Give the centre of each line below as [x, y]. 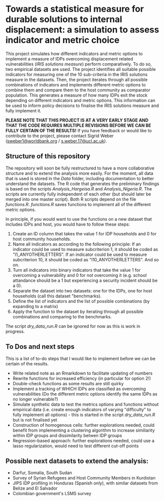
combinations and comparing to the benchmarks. [62, 316]
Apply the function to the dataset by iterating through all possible [78, 312]
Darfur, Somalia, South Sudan [42, 473]
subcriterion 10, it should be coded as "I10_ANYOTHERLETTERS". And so [86, 259]
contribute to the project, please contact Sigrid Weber [60, 136]
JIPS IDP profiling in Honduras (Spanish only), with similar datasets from [85, 483]
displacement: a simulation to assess [82, 30]
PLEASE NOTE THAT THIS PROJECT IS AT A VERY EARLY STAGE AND [77, 120]
